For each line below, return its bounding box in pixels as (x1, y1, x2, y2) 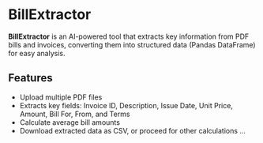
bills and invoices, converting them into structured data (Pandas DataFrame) (8, 40, 256, 49)
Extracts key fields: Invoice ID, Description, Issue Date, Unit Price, (19, 100, 233, 110)
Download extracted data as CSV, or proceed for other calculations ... (19, 126, 246, 135)
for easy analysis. (8, 48, 66, 58)
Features (8, 71, 53, 85)
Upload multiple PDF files (19, 92, 103, 102)
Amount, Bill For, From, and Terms (19, 109, 130, 119)
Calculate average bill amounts (19, 117, 121, 127)
